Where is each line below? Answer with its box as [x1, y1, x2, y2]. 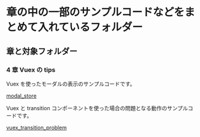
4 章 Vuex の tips [6, 65, 56, 74]
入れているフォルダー [38, 20, 143, 34]
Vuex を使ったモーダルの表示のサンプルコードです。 [6, 80, 136, 87]
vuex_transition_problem [6, 124, 67, 131]
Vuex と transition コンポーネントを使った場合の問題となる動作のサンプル [6, 104, 188, 111]
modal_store [6, 92, 37, 99]
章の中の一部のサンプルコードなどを [6, 5, 185, 19]
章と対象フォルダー [6, 46, 77, 56]
